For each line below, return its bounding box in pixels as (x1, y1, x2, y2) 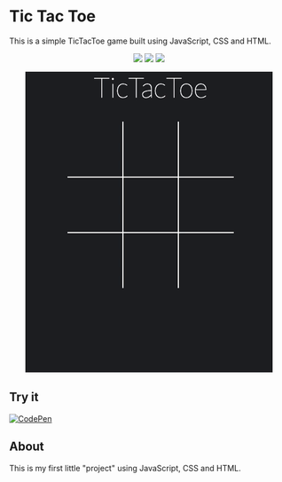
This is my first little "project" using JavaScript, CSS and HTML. (9, 462, 241, 473)
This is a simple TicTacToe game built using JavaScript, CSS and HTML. (9, 36, 272, 46)
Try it (9, 390, 39, 405)
